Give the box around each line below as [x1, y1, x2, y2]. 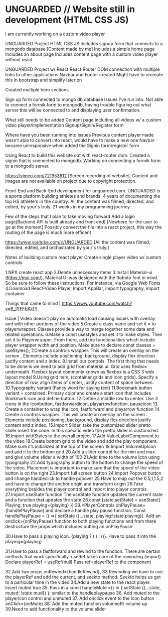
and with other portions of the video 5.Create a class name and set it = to [5, 320, 156, 327]
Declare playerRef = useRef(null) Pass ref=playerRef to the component [5, 559, 151, 565]
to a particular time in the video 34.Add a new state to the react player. [5, 579, 151, 585]
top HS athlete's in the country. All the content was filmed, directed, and [5, 198, 154, 204]
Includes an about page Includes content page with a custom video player [5, 51, 158, 57]
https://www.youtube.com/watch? [62, 300, 132, 306]
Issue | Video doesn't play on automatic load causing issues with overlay [5, 315, 155, 321]
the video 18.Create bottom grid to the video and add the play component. [5, 438, 158, 444]
